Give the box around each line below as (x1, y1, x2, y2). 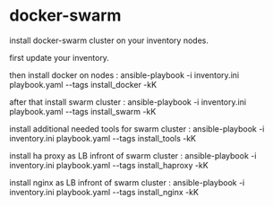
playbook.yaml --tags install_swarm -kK (9, 106, 157, 116)
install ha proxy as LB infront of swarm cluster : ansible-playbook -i (9, 150, 257, 161)
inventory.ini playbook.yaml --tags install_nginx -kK (9, 186, 200, 197)
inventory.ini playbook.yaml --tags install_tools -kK (9, 133, 197, 143)
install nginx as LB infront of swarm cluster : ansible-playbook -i (9, 176, 245, 188)
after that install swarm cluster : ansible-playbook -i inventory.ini (9, 96, 247, 107)
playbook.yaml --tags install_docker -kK (9, 79, 158, 90)
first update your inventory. (9, 52, 110, 63)
